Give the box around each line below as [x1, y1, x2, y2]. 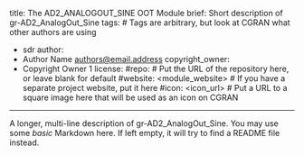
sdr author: [22, 44, 64, 55]
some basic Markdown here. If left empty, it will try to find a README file [9, 128, 280, 138]
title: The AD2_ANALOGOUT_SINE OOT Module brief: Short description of [9, 8, 283, 18]
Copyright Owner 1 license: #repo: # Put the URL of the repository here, [22, 63, 290, 74]
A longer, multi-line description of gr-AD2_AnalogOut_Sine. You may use [9, 118, 279, 129]
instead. [9, 137, 40, 148]
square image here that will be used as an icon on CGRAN [22, 92, 239, 103]
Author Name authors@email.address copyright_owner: [22, 54, 231, 64]
